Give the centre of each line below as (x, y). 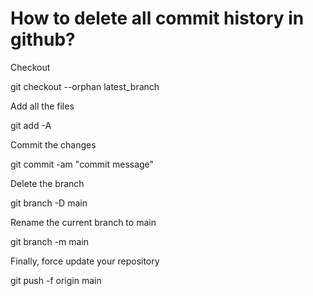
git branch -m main (50, 241)
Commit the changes (53, 144)
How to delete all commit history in (157, 18)
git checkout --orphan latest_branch (85, 86)
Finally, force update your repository (85, 261)
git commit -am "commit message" (82, 164)
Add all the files (42, 106)
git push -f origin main (56, 280)
